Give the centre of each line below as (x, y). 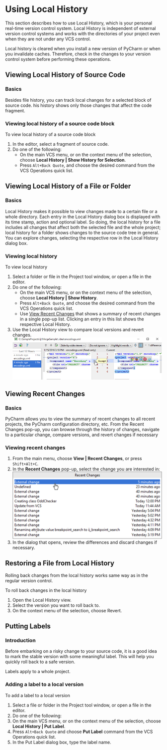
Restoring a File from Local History (60, 563)
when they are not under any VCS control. (48, 39)
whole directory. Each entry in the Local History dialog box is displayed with (83, 217)
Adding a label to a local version (44, 685)
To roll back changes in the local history (46, 590)
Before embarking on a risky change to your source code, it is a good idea (81, 651)
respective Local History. (45, 324)
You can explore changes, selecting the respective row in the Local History (82, 238)
